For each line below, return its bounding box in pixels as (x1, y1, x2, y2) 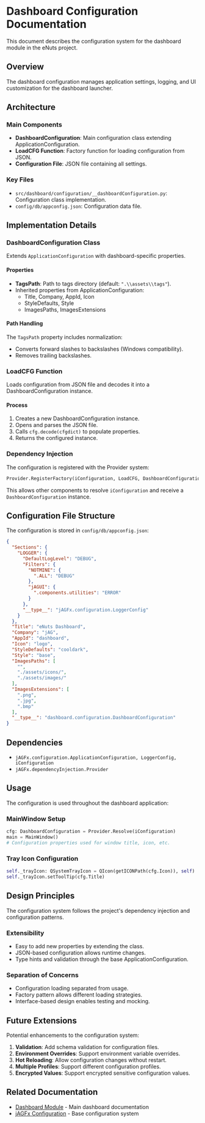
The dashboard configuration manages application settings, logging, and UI (6, 78, 196, 85)
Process (6, 401, 28, 409)
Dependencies (6, 737, 63, 748)
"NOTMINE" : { (28, 567, 62, 573)
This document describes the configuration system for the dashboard (6, 37, 181, 45)
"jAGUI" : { (28, 584, 56, 590)
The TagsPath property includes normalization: (6, 333, 123, 340)
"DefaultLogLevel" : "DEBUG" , (22, 555, 97, 561)
